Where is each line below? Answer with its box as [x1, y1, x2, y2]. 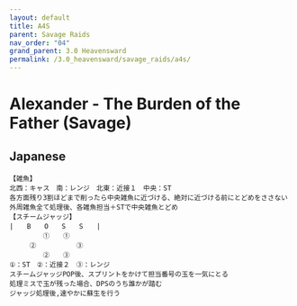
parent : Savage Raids [9, 30, 91, 39]
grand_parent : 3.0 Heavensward [9, 47, 127, 56]
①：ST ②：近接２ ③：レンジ [9, 260, 111, 269]
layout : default [9, 13, 70, 22]
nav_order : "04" [9, 38, 70, 48]
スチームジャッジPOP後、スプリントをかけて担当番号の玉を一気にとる [9, 270, 229, 279]
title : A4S [9, 22, 50, 31]
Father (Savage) [9, 113, 132, 133]
